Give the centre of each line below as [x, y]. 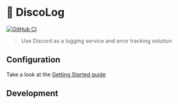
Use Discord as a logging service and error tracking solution [96, 41]
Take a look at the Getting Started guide [56, 74]
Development [33, 93]
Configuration [33, 60]
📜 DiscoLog [36, 12]
